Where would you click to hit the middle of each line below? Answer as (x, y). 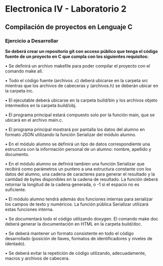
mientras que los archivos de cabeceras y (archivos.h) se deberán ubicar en (82, 86)
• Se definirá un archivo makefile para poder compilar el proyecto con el (78, 66)
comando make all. (24, 71)
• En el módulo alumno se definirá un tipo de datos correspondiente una (78, 144)
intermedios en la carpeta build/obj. (41, 105)
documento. (17, 154)
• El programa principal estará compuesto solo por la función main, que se (80, 115)
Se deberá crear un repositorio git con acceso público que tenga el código (81, 51)
